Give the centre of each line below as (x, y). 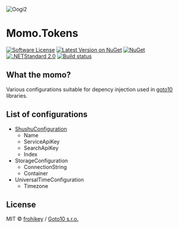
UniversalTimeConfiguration (49, 180)
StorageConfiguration (41, 161)
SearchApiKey (41, 148)
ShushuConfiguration (41, 129)
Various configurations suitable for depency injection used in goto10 (89, 89)
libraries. (17, 95)
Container (36, 173)
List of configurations (47, 114)
